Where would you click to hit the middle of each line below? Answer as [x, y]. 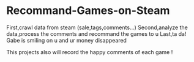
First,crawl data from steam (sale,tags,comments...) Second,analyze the [97, 27]
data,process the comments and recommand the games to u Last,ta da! [96, 33]
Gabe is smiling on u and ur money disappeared [67, 40]
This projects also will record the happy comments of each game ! [90, 52]
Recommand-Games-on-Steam [88, 11]
